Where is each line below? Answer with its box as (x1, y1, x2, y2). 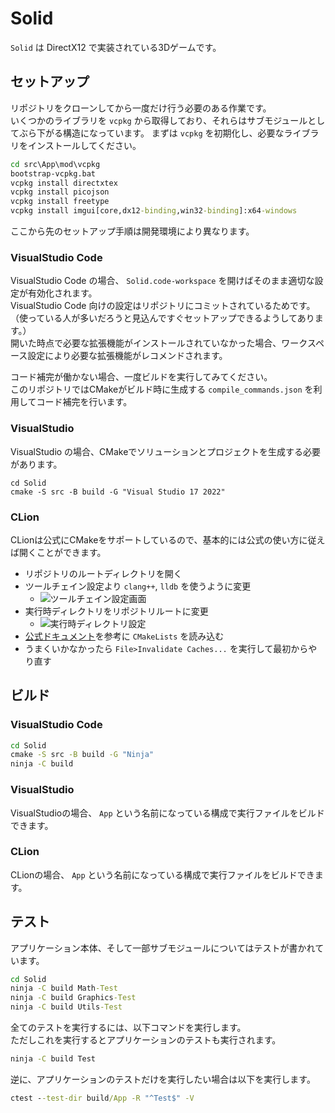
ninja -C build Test (10, 1054, 97, 1064)
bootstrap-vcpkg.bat (10, 168, 97, 179)
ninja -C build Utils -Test (10, 1002, 123, 1012)
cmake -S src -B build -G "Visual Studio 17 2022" (10, 487, 226, 497)
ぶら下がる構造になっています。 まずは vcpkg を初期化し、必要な (18, 127, 285, 139)
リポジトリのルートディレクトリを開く (24, 567, 183, 579)
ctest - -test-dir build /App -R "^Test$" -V (10, 1093, 195, 1103)
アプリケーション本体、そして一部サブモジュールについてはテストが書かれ (10, 942, 316, 954)
